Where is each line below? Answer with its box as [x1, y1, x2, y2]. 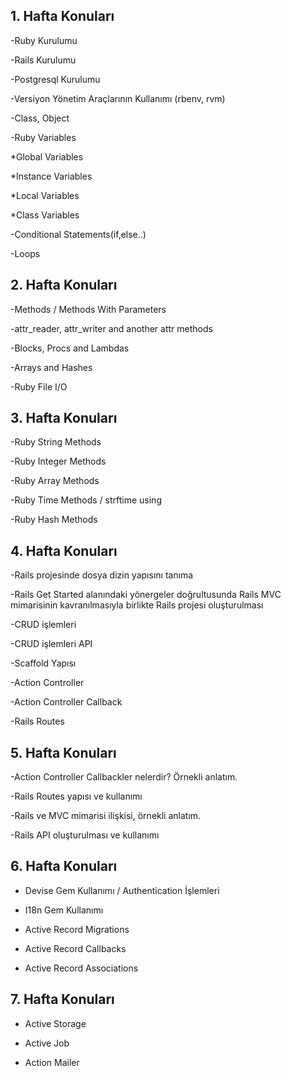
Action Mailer [24, 1056, 80, 1068]
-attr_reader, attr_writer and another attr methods [10, 322, 213, 334]
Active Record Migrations [24, 923, 130, 935]
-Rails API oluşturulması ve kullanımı [10, 829, 160, 841]
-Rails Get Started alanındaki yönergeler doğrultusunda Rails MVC [10, 589, 282, 601]
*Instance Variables [10, 170, 93, 182]
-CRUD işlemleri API [10, 638, 93, 650]
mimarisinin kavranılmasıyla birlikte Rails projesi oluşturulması [10, 599, 264, 611]
